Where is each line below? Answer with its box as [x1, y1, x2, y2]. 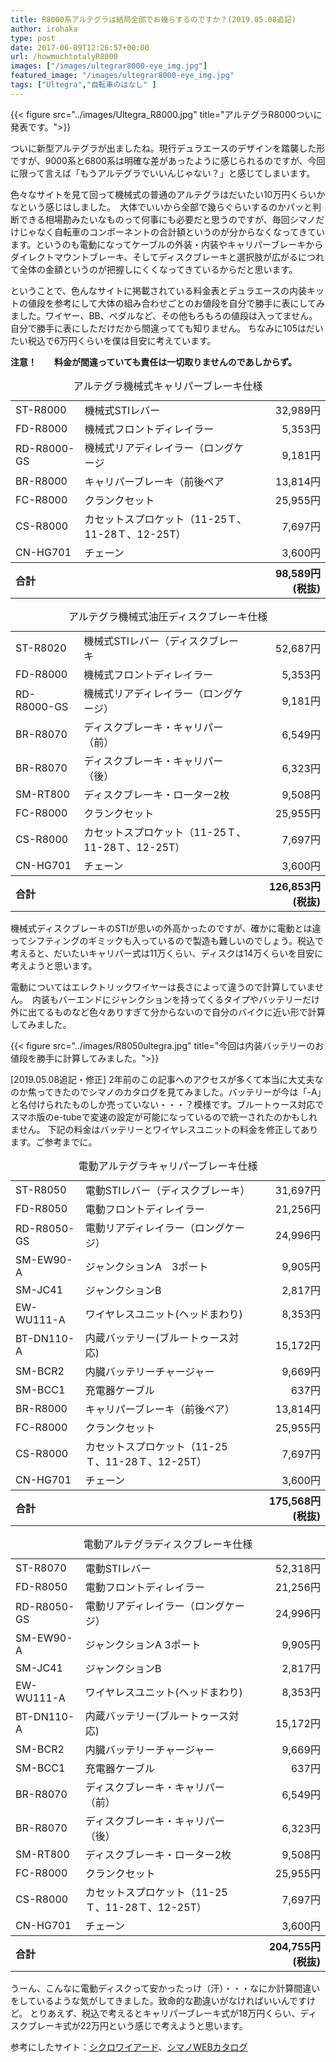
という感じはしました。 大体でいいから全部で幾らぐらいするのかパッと [18, 201, 313, 213]
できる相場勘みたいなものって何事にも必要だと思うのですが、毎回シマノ [18, 213, 317, 225]
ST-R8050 [15, 1182, 67, 1196]
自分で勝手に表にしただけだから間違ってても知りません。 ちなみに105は [10, 322, 307, 334]
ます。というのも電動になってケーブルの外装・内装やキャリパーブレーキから [10, 238, 324, 250]
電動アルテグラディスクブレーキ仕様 [83, 1537, 253, 1551]
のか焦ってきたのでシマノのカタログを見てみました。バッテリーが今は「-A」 [10, 1086, 322, 1098]
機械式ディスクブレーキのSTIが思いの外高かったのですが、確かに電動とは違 [10, 922, 322, 934]
